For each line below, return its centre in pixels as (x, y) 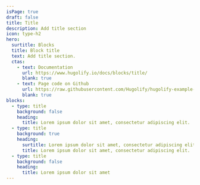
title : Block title (36, 51)
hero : (13, 39)
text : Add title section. (44, 56)
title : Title (22, 23)
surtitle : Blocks (33, 45)
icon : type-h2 (24, 34)
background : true (38, 134)
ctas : (18, 61)
